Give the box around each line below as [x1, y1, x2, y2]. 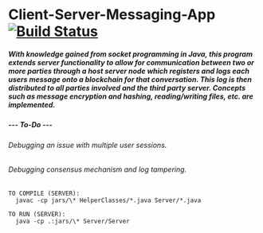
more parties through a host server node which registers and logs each [8, 66, 249, 76]
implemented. [8, 99, 56, 109]
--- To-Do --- [8, 120, 53, 130]
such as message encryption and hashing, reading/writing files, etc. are [8, 91, 253, 101]
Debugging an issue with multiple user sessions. [8, 140, 167, 150]
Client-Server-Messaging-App [8, 6, 216, 24]
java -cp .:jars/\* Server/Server [15, 217, 130, 225]
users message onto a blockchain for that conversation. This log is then [8, 74, 253, 84]
